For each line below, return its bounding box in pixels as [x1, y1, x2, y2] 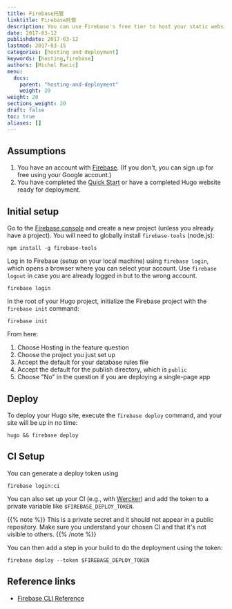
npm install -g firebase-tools [7, 245, 97, 252]
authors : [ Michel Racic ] [7, 62, 79, 69]
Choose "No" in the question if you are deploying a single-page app [17, 373, 211, 381]
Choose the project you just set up [17, 351, 116, 359]
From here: [7, 330, 39, 338]
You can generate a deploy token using [7, 469, 119, 478]
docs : [13, 74, 30, 82]
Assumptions [7, 145, 66, 156]
